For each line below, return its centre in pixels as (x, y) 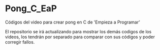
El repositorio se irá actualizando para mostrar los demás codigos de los (78, 31)
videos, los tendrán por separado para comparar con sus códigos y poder (80, 37)
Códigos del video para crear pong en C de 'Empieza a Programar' (73, 22)
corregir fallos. (20, 42)
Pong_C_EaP (31, 9)
